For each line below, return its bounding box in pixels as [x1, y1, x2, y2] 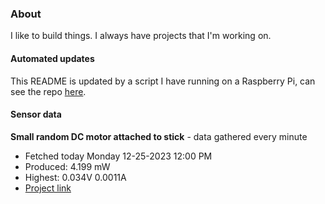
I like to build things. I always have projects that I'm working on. [10, 30, 272, 42]
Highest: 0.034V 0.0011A [24, 171, 127, 183]
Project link [24, 182, 72, 194]
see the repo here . [10, 85, 87, 97]
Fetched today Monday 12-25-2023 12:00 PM [24, 150, 213, 162]
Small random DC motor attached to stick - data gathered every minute [10, 130, 308, 142]
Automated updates [10, 52, 95, 64]
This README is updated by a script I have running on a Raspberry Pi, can [10, 75, 316, 87]
